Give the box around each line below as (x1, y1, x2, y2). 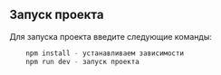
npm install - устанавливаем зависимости (25, 49, 184, 58)
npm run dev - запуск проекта (25, 57, 140, 66)
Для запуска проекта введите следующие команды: (9, 31, 213, 42)
